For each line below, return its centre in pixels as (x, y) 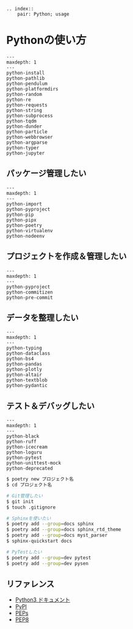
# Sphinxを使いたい (29, 518)
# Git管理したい (25, 496)
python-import (24, 204)
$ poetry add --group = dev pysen (47, 563)
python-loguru (24, 452)
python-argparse (27, 142)
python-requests (27, 105)
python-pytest (24, 458)
